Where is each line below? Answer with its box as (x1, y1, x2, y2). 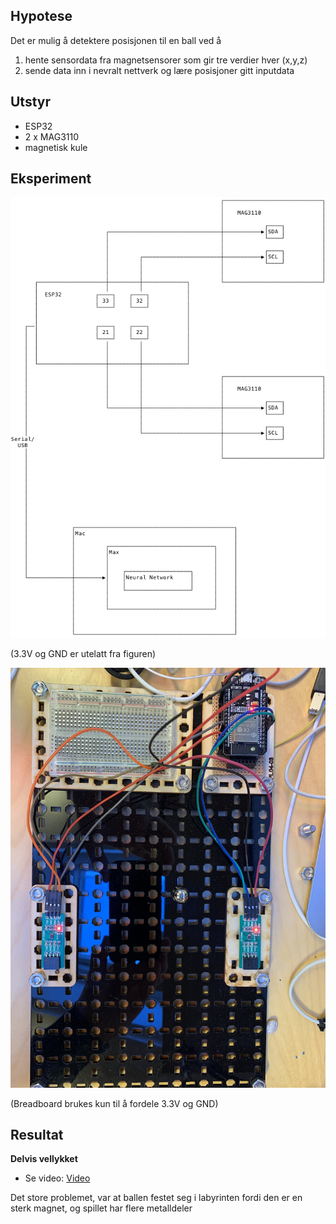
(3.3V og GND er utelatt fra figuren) (10, 647, 157, 659)
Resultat (10, 1127, 64, 1144)
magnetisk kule (24, 141, 88, 153)
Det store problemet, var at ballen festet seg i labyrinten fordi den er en (10, 1192, 303, 1204)
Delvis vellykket (10, 1153, 78, 1165)
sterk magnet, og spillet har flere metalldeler (10, 1202, 193, 1214)
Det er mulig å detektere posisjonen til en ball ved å (10, 34, 222, 46)
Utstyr (10, 94, 52, 111)
